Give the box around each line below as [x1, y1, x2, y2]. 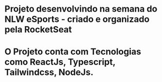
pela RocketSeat [4, 24, 72, 35]
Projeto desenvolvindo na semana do [4, 3, 158, 15]
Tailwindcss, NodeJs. [4, 67, 93, 78]
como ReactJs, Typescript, [4, 57, 115, 67]
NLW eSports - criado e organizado [4, 14, 150, 25]
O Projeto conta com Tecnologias [4, 46, 142, 57]
